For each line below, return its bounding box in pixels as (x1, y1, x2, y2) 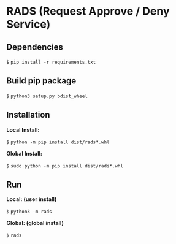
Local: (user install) (6, 196, 57, 203)
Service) (6, 17, 51, 31)
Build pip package (6, 75, 77, 86)
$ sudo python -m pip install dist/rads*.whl (6, 162, 124, 169)
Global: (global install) (6, 219, 64, 227)
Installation (6, 110, 50, 120)
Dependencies (6, 42, 63, 52)
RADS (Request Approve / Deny (6, 4, 170, 18)
